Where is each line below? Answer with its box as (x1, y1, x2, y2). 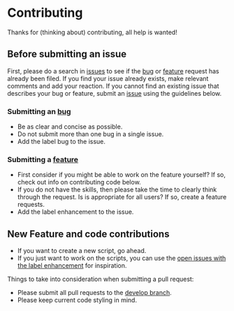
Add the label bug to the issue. (17, 138, 106, 146)
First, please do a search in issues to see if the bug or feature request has (7, 66, 220, 75)
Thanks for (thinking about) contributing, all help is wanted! (7, 28, 178, 36)
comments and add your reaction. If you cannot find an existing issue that (7, 82, 219, 90)
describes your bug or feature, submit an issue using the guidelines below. (7, 89, 222, 97)
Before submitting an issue (7, 48, 127, 60)
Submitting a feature (7, 154, 79, 164)
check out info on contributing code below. (17, 178, 141, 187)
